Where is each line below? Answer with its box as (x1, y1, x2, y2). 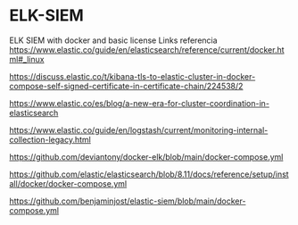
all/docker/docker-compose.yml (9, 178, 128, 188)
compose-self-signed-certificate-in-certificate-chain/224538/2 (9, 80, 244, 91)
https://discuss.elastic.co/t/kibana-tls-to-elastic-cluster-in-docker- (9, 71, 256, 81)
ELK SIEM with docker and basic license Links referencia (9, 35, 218, 46)
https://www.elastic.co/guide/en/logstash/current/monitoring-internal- (9, 124, 269, 135)
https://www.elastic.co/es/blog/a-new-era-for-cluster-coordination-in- (9, 97, 270, 108)
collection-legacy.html (9, 134, 91, 145)
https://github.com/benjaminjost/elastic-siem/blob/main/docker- (9, 196, 246, 206)
